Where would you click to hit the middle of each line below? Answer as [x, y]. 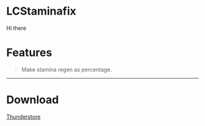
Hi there [16, 28]
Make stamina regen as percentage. [67, 69]
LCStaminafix [41, 11]
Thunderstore [23, 116]
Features [29, 53]
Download [33, 100]
